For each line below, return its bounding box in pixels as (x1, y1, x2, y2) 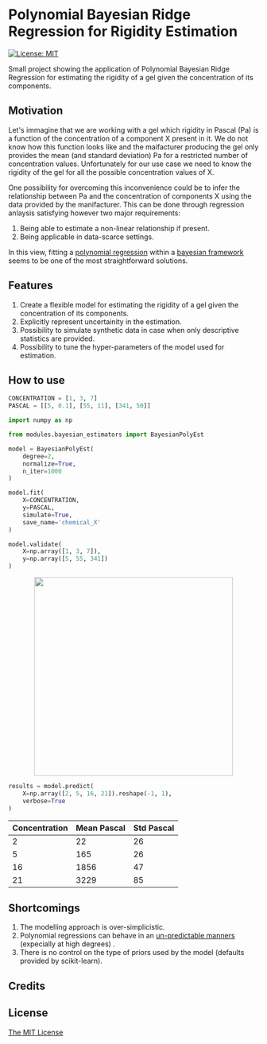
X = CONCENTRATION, (22, 497, 80, 505)
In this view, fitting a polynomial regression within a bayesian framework (8, 247, 244, 257)
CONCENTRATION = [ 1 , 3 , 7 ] (8, 395, 98, 403)
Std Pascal (133, 822, 175, 833)
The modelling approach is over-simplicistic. (19, 922, 165, 932)
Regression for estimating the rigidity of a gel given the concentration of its (8, 72, 254, 82)
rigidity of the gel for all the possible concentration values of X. (8, 167, 215, 176)
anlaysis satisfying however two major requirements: (8, 208, 181, 218)
